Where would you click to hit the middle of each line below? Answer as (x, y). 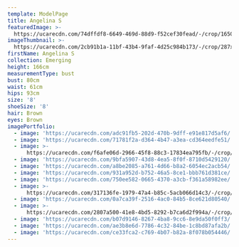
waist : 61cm (25, 87)
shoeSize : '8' (28, 107)
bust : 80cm (23, 80)
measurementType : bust (41, 73)
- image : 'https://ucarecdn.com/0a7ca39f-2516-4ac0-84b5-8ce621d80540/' (124, 199)
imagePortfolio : (31, 126)
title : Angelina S (34, 21)
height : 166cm (28, 67)
